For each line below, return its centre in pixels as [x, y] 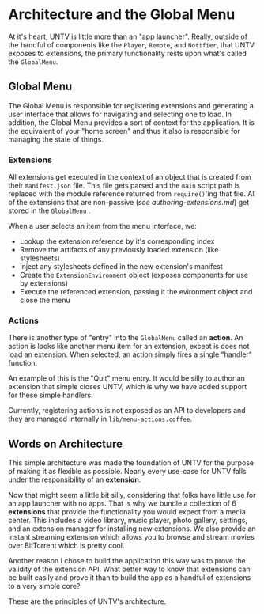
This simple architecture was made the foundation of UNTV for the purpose [131, 463]
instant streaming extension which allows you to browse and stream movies [131, 537]
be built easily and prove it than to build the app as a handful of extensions [130, 578]
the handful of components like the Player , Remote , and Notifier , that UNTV [132, 44]
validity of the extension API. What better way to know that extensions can [129, 569]
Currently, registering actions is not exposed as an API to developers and [127, 411]
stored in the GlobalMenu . [49, 210]
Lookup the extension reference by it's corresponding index [117, 241]
